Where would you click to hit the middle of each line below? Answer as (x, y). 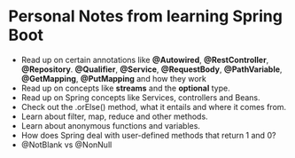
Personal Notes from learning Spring (145, 16)
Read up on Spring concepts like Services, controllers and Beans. (140, 97)
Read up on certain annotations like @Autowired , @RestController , (145, 59)
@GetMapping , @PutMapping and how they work (114, 78)
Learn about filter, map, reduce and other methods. (115, 116)
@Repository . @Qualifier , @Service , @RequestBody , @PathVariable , (151, 69)
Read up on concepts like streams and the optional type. (126, 88)
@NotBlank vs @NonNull (66, 145)
